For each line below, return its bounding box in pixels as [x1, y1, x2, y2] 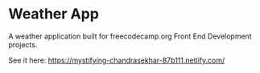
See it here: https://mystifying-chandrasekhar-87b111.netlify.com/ [8, 55, 225, 65]
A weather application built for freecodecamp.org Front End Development [8, 31, 252, 41]
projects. [8, 39, 38, 49]
